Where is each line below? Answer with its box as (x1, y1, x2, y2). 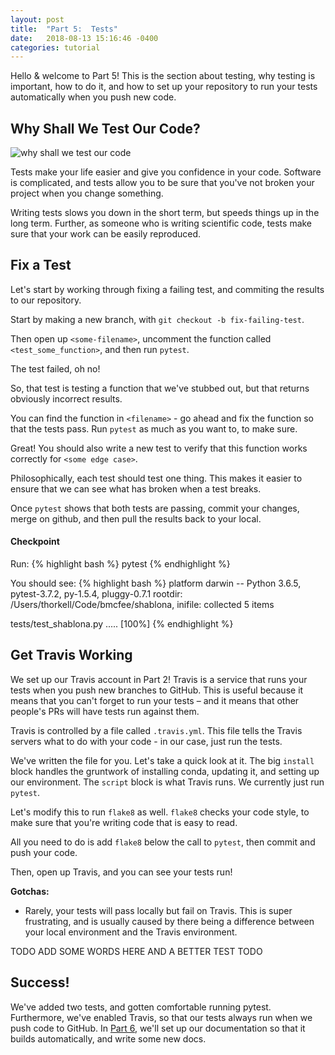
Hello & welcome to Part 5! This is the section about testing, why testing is (10, 70, 316, 82)
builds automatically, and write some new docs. (10, 1032, 207, 1045)
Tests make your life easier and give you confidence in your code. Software (10, 166, 322, 178)
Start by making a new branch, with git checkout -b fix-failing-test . (10, 313, 305, 325)
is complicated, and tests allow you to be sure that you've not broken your (10, 177, 315, 189)
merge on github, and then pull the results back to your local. (10, 512, 262, 525)
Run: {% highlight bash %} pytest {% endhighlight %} (10, 558, 231, 570)
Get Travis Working (10, 647, 133, 664)
